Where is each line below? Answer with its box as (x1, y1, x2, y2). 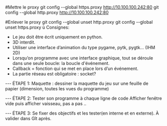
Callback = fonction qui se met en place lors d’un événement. (12, 65, 139, 71)
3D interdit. (12, 39, 36, 45)
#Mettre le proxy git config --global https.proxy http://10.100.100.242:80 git (5, 4, 159, 10)
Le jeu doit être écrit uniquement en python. (12, 34, 103, 40)
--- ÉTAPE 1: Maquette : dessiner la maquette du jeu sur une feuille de (5, 80, 149, 86)
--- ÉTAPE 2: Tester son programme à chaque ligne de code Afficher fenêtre (5, 95, 162, 101)
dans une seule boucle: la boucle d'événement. (12, 61, 110, 66)
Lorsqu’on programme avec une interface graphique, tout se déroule (12, 55, 154, 61)
